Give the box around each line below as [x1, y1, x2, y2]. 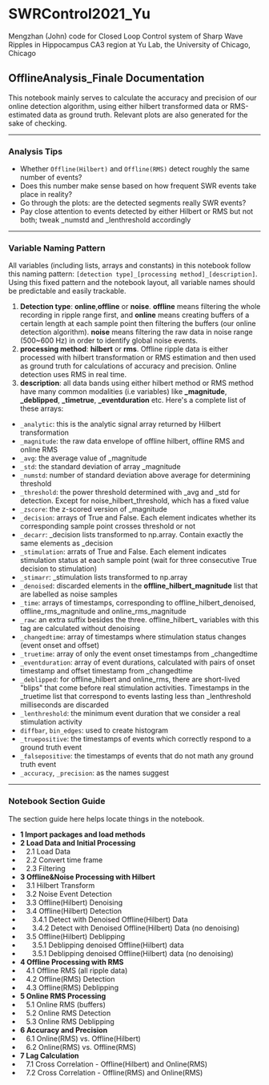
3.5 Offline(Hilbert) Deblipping [26, 931, 126, 941]
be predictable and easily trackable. [8, 286, 126, 296]
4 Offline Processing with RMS [19, 957, 124, 966]
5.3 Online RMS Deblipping [26, 1016, 114, 1026]
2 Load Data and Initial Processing [19, 838, 136, 847]
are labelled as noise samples [19, 589, 118, 599]
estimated [8, 110, 42, 119]
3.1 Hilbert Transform [26, 880, 95, 890]
